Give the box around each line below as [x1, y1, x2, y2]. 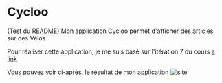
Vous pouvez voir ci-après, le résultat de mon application [7, 68, 169, 76]
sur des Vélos [7, 34, 46, 42]
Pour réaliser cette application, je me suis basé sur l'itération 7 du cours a [7, 47, 215, 56]
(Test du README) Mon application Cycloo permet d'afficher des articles [7, 27, 214, 35]
